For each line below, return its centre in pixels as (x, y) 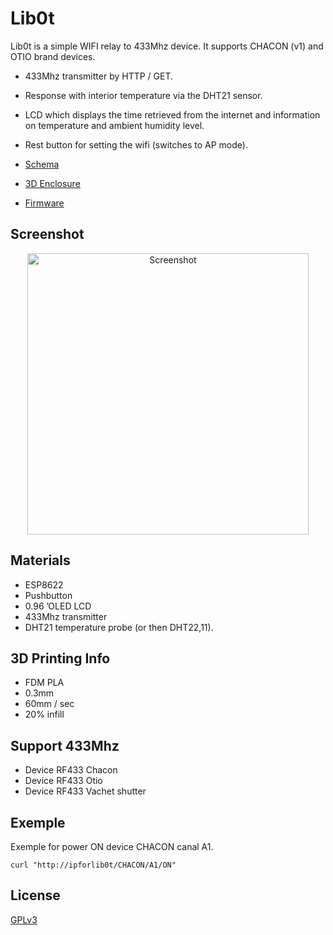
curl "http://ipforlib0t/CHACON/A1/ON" (93, 865)
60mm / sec (49, 704)
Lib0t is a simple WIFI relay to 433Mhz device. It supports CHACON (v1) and (167, 46)
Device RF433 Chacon (71, 770)
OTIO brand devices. (53, 56)
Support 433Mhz (65, 745)
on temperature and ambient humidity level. (114, 125)
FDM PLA (44, 683)
